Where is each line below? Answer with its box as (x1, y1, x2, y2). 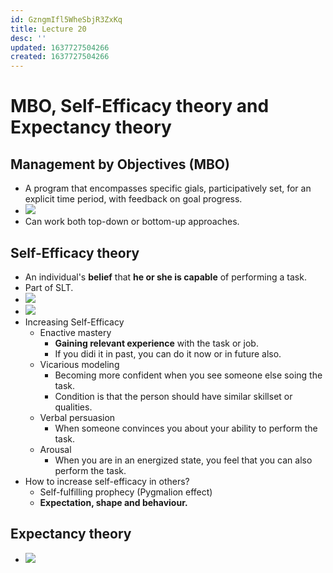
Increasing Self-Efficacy (24, 316, 125, 328)
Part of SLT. (24, 281, 74, 293)
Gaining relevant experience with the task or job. (54, 337, 259, 349)
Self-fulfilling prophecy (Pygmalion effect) (39, 486, 213, 498)
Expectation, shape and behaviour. (39, 496, 188, 508)
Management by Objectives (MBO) (10, 156, 230, 173)
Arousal (39, 443, 72, 455)
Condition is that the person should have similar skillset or (54, 390, 293, 402)
